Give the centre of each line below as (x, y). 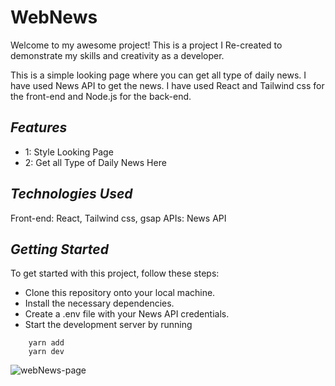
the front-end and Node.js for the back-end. (101, 96)
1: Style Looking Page (69, 152)
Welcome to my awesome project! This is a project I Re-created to (146, 45)
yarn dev (46, 352)
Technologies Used (71, 194)
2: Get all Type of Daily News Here (95, 162)
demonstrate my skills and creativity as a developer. (117, 55)
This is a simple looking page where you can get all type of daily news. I (158, 75)
